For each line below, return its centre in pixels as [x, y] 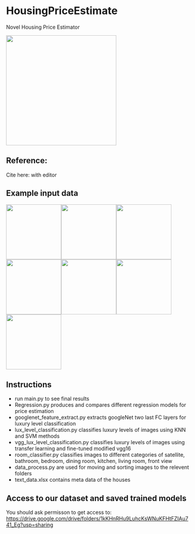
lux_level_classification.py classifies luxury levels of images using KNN [100, 430]
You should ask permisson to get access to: [59, 512]
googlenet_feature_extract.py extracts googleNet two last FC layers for [100, 417]
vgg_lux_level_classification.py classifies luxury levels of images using [100, 442]
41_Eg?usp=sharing [30, 525]
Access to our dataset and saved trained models [96, 498]
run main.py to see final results [52, 399]
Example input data [42, 193]
